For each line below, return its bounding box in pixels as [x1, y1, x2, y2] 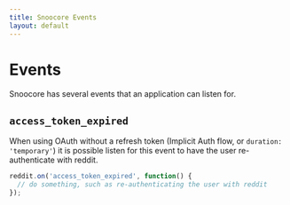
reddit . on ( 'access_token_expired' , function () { [9, 172, 192, 181]
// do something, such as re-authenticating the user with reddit [17, 180, 268, 189]
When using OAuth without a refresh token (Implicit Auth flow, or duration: [9, 136, 282, 146]
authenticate [9, 154, 56, 165]
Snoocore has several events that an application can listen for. [9, 89, 237, 99]
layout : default [9, 21, 69, 30]
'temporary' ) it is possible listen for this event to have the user [9, 146, 237, 156]
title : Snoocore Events [9, 12, 98, 22]
